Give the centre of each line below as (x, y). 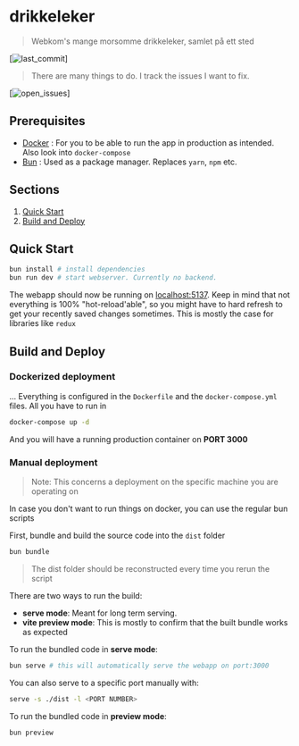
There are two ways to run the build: (76, 595)
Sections (34, 190)
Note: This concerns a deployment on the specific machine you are (154, 482)
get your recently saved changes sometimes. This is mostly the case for (141, 314)
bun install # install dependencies (77, 270)
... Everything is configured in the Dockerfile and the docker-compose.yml (143, 396)
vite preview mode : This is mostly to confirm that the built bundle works (155, 622)
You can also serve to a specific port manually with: (104, 683)
